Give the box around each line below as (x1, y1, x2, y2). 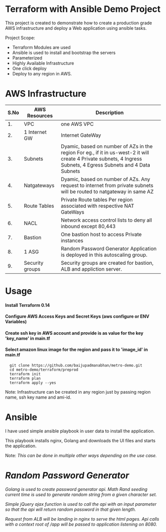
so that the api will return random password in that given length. (5, 506, 136, 512)
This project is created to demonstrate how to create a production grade (5, 20, 152, 26)
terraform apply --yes (9, 380, 56, 385)
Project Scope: (5, 35, 36, 41)
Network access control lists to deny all (61, 217, 152, 224)
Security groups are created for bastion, (61, 259, 154, 266)
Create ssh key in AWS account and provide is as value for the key (5, 330, 144, 336)
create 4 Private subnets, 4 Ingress (61, 155, 142, 162)
